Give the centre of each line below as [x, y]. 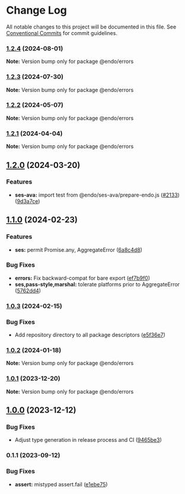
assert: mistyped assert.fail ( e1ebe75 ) [61, 484]
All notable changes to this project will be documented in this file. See [91, 27]
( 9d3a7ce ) [27, 201]
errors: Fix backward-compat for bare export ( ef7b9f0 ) [82, 278]
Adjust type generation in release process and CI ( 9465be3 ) [88, 440]
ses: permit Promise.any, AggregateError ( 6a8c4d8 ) [78, 249]
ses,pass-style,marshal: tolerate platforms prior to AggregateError [97, 284]
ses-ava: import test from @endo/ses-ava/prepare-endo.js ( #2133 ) [97, 195]
